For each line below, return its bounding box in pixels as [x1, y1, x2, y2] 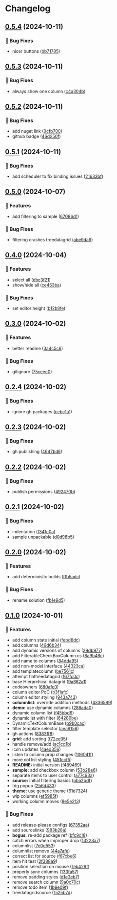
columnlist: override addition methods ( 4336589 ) [12, 700, 113, 706]
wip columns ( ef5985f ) [12, 793, 58, 799]
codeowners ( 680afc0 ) [12, 684, 59, 690]
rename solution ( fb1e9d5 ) [12, 597, 65, 603]
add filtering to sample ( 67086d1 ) [12, 213, 79, 219]
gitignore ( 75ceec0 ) [12, 368, 52, 375]
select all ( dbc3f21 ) [12, 277, 51, 283]
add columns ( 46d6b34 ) [12, 642, 62, 648]
